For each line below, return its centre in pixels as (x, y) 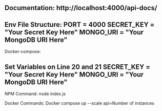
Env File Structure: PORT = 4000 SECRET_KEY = (80, 25)
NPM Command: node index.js (35, 94)
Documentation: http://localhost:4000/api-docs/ (81, 8)
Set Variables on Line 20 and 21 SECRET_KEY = (77, 67)
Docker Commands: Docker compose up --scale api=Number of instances (80, 103)
